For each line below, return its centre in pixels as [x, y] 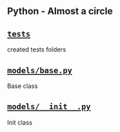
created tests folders [37, 49]
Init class [20, 122]
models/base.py [40, 70]
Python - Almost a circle [60, 11]
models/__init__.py [49, 107]
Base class [22, 86]
